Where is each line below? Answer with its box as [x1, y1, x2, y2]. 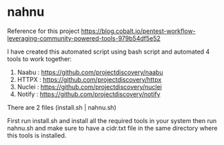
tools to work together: [7, 54, 72, 63]
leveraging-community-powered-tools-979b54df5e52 [7, 34, 161, 42]
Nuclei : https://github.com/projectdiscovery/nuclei [17, 82, 162, 91]
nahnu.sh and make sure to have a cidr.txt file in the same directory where [7, 124, 218, 132]
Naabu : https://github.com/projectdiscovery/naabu [17, 68, 163, 76]
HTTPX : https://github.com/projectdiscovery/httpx [17, 75, 162, 83]
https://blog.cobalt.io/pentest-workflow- [81, 27, 196, 35]
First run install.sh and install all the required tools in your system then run [7, 116, 217, 124]
